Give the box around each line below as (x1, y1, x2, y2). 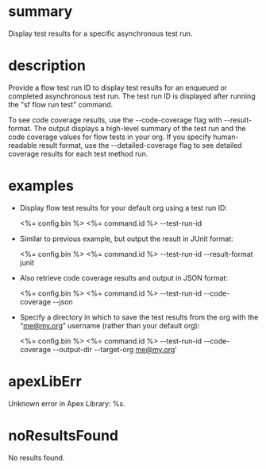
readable (8, 140, 37, 149)
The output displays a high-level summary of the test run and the (33, 123, 246, 133)
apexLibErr (8, 373, 82, 390)
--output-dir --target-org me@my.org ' (52, 344, 177, 354)
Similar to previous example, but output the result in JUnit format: (19, 234, 234, 243)
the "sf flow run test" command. (8, 99, 114, 109)
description (8, 56, 86, 75)
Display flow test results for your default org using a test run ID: (19, 203, 228, 212)
